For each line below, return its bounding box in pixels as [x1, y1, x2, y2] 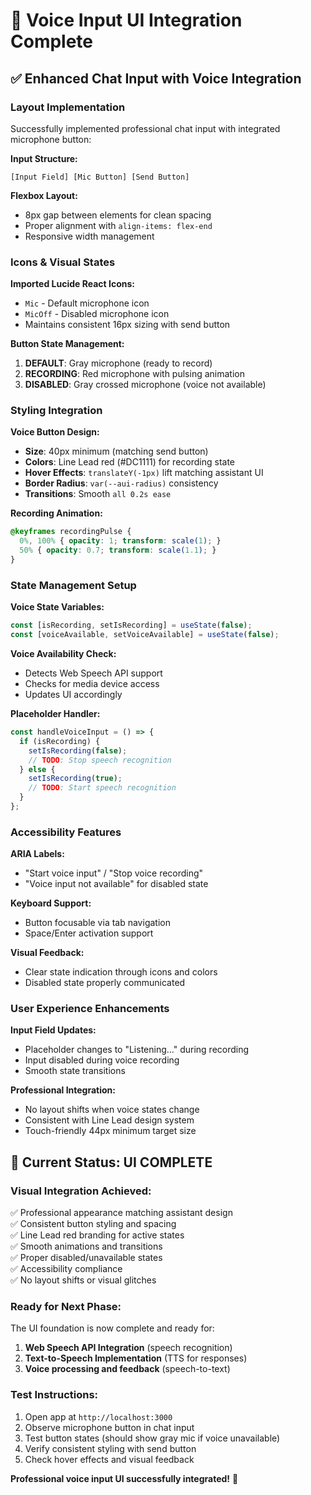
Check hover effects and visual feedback [24, 1453, 195, 1465]
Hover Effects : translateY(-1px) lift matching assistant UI [24, 467, 264, 479]
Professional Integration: [10, 1084, 116, 1096]
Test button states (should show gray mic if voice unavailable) [24, 1432, 281, 1444]
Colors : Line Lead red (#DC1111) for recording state [24, 456, 236, 468]
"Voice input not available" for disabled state [24, 878, 209, 890]
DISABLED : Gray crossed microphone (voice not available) [24, 379, 267, 391]
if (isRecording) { [19, 736, 101, 746]
